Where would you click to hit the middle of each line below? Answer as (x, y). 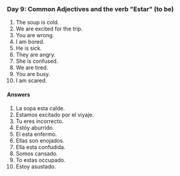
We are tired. (32, 68)
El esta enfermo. (36, 134)
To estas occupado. (40, 160)
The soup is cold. (37, 23)
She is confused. (37, 61)
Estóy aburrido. (35, 127)
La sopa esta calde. (40, 108)
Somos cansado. (37, 153)
